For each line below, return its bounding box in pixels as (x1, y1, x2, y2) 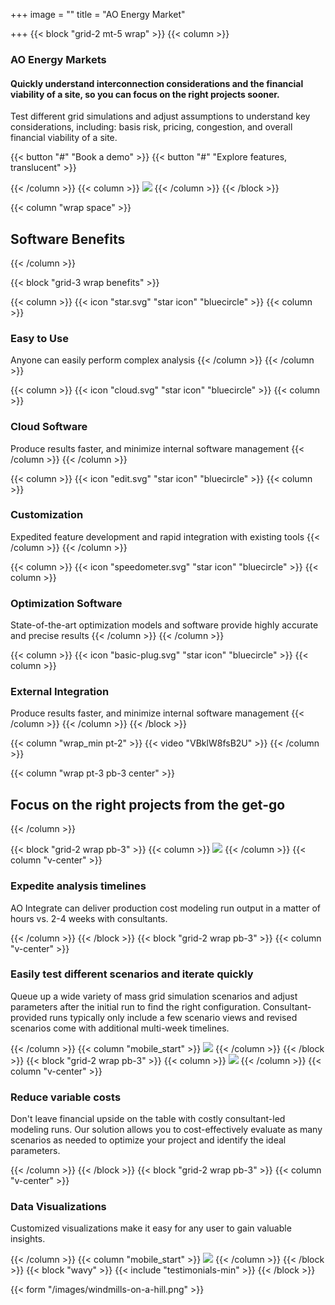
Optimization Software (10, 596, 123, 610)
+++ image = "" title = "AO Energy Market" (10, 9, 186, 20)
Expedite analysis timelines (10, 879, 147, 893)
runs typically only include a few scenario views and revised (49, 1011, 298, 1023)
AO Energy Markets (10, 52, 107, 66)
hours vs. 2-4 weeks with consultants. (10, 912, 168, 924)
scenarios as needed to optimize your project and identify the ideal (10, 1134, 287, 1146)
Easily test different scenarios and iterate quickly (10, 967, 254, 981)
